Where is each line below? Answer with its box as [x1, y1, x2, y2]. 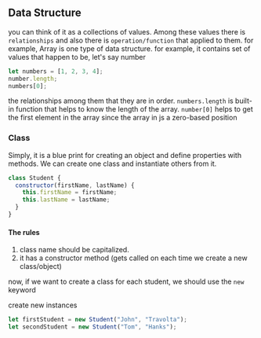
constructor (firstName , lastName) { [15, 181, 135, 189]
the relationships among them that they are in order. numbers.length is [8, 96, 234, 105]
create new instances [8, 300, 78, 310]
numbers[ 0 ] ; [8, 82, 47, 90]
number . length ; [8, 75, 58, 83]
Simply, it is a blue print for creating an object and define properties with [8, 150, 241, 160]
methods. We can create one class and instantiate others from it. [8, 159, 217, 168]
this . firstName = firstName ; [22, 189, 118, 197]
